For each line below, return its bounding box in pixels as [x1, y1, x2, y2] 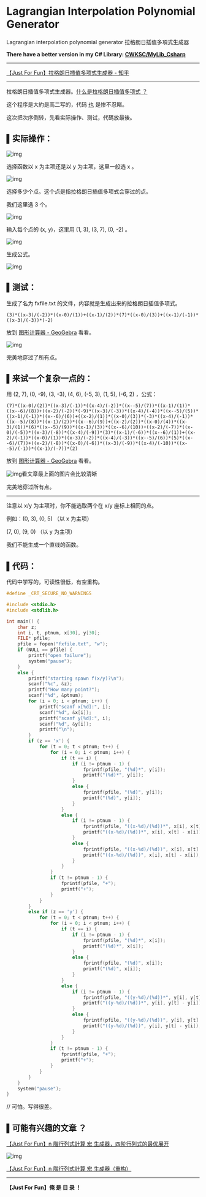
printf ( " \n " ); [39, 726, 75, 733]
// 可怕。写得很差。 [6, 1103, 55, 1111]
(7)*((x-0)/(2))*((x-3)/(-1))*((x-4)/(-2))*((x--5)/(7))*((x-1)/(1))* [6, 403, 191, 409]
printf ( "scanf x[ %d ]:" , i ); [39, 704, 112, 710]
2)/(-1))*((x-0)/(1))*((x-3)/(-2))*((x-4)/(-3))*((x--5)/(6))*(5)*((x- [6, 435, 193, 441]
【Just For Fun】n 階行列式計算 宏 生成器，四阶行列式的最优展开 [6, 1140, 169, 1147]
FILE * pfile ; [17, 636, 51, 642]
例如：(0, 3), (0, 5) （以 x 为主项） [6, 515, 93, 522]
